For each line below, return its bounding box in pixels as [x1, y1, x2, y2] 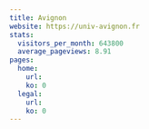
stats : [9, 30, 35, 39]
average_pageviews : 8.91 [17, 47, 112, 56]
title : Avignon [9, 13, 67, 23]
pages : [9, 55, 35, 64]
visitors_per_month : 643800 [17, 38, 124, 48]
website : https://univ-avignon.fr [9, 22, 141, 31]
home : [17, 64, 39, 74]
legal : [17, 89, 43, 98]
